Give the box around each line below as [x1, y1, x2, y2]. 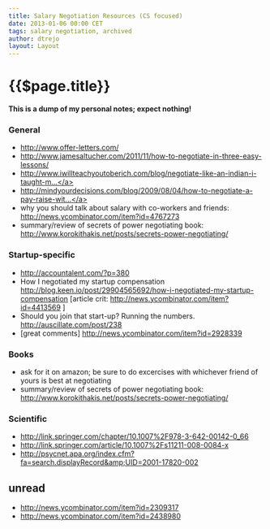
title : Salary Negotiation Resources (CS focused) [8, 11, 183, 20]
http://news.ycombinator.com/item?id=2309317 [19, 503, 179, 513]
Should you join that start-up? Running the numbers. [19, 310, 195, 321]
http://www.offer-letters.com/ [19, 143, 119, 153]
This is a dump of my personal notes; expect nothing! [8, 104, 192, 114]
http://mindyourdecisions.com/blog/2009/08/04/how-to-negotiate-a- [19, 186, 254, 196]
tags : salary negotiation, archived [8, 27, 132, 35]
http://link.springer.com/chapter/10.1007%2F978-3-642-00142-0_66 [19, 431, 249, 441]
